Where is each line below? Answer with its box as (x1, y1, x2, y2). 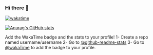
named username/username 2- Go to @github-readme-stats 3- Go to (5, 39, 145, 45)
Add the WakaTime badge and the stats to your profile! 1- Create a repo (5, 34, 149, 40)
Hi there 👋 (5, 4, 29, 11)
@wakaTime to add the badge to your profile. (5, 45, 96, 51)
